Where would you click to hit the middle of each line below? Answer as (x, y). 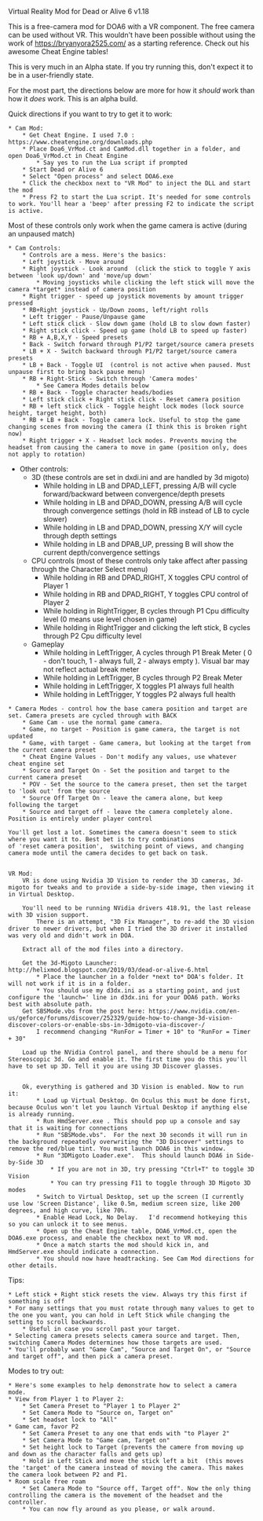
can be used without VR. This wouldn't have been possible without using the (132, 35)
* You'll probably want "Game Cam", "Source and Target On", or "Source (130, 1350)
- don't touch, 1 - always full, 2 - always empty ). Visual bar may (146, 661)
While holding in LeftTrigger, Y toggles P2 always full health (139, 694)
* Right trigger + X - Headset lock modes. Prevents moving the (130, 441)
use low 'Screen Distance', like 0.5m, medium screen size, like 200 (124, 1204)
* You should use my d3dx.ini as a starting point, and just (139, 991)
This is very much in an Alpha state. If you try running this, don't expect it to (131, 67)
